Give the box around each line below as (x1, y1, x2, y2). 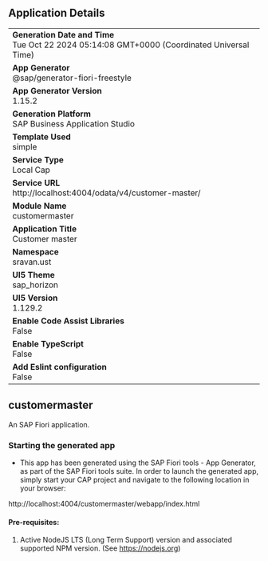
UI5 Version (12, 292, 58, 303)
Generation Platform (12, 108, 92, 119)
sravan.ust (12, 256, 52, 267)
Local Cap (12, 164, 50, 175)
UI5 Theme (12, 269, 56, 280)
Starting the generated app (8, 439, 116, 451)
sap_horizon (12, 279, 58, 291)
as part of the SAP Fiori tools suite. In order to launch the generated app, (19, 466, 259, 475)
